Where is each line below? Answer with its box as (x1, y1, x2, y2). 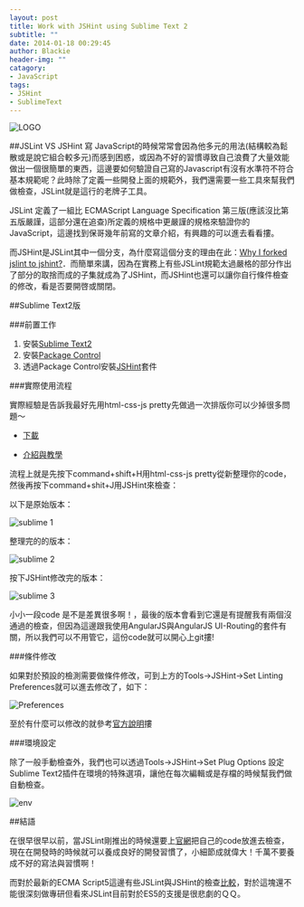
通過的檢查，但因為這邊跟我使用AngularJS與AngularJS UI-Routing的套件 (9, 620, 279, 631)
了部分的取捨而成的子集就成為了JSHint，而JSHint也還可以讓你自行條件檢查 (9, 269, 290, 280)
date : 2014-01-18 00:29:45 (9, 38, 111, 48)
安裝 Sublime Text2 (22, 338, 92, 349)
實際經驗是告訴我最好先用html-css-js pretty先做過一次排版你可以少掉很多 (9, 400, 282, 411)
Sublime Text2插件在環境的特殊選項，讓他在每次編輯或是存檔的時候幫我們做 (9, 768, 292, 779)
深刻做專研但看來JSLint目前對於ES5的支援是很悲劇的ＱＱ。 (24, 888, 246, 900)
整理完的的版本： (9, 535, 73, 547)
